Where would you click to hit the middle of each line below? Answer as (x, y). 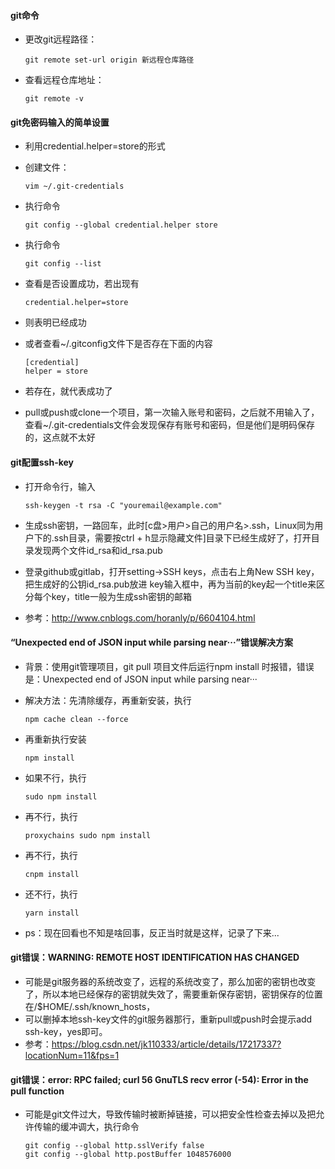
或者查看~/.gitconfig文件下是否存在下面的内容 (118, 344)
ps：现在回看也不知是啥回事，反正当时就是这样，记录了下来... (152, 932)
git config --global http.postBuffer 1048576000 (128, 1155)
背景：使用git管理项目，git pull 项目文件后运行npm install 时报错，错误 (169, 666)
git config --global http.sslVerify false (114, 1146)
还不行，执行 (51, 894)
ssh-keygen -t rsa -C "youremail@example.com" (123, 505)
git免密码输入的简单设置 (60, 122)
